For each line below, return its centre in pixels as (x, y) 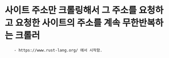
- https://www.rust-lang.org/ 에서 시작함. (58, 50)
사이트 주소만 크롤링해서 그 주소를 (71, 10)
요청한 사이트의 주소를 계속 (68, 23)
